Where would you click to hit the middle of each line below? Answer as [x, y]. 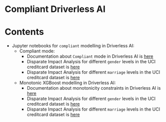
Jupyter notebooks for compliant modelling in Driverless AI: [73, 46]
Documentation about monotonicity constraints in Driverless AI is [94, 88]
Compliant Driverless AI [55, 9]
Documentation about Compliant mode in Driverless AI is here [90, 56]
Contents [24, 32]
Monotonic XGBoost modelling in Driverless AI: [67, 83]
